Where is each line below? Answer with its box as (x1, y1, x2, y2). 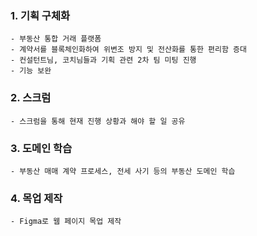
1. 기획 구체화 (10, 8, 71, 22)
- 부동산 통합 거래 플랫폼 (10, 34, 102, 44)
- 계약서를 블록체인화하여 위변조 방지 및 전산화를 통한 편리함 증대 (10, 45, 247, 55)
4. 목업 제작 (10, 191, 63, 205)
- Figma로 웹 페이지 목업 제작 (10, 217, 122, 227)
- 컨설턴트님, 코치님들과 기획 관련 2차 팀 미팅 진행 (10, 55, 197, 66)
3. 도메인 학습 (10, 141, 73, 155)
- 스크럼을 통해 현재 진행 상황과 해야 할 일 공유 (10, 116, 186, 126)
